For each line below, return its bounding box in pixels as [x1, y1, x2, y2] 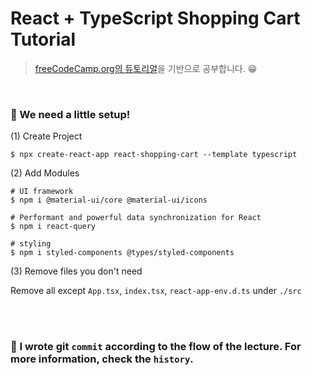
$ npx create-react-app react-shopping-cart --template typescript [10, 150, 298, 160]
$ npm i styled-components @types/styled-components [10, 248, 235, 258]
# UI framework [10, 187, 74, 197]
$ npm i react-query [10, 222, 97, 232]
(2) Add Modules [10, 167, 80, 179]
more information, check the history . [10, 352, 194, 366]
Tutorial [10, 28, 77, 51]
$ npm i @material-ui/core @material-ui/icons [10, 195, 208, 206]
